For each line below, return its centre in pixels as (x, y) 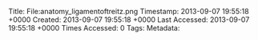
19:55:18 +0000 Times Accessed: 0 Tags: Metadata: (94, 28)
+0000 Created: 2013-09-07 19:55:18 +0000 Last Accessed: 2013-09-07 (129, 20)
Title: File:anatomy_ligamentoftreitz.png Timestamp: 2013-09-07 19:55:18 (129, 11)
